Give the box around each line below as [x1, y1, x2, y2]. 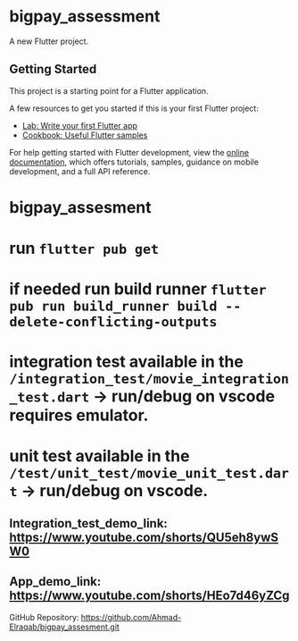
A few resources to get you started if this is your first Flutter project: [9, 103, 259, 114]
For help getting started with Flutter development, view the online [9, 147, 250, 157]
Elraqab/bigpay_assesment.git [9, 621, 120, 632]
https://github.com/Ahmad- [80, 611, 182, 622]
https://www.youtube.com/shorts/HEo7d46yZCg [9, 588, 290, 603]
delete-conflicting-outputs [9, 314, 218, 331]
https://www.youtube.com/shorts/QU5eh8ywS [9, 530, 279, 545]
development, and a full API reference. [9, 165, 151, 176]
